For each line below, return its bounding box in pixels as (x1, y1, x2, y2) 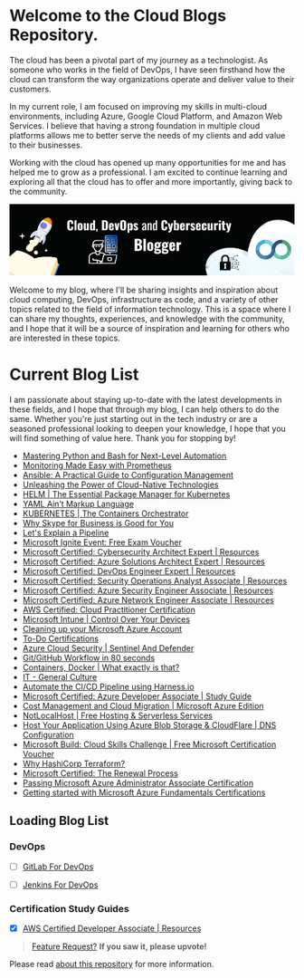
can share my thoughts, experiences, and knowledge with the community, (9, 313, 285, 324)
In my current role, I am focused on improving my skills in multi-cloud (9, 101, 268, 111)
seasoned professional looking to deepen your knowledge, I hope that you (9, 423, 287, 434)
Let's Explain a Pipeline (22, 527, 109, 538)
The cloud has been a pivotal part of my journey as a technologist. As (9, 54, 269, 65)
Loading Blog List (9, 813, 109, 829)
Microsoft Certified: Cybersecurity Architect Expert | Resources (22, 546, 260, 557)
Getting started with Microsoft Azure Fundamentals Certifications (22, 787, 266, 798)
